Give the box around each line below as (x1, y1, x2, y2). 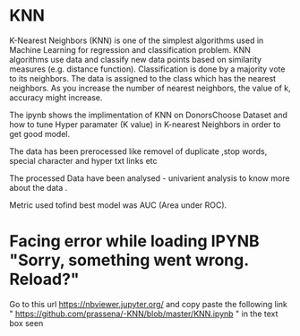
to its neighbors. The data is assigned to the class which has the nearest (9, 73, 276, 83)
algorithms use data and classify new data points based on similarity (9, 54, 262, 65)
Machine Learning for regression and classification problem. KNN (9, 44, 251, 55)
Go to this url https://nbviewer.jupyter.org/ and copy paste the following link (9, 298, 288, 309)
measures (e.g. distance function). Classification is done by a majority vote (9, 64, 286, 74)
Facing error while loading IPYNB (9, 231, 260, 252)
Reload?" (9, 270, 80, 289)
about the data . (9, 182, 68, 193)
